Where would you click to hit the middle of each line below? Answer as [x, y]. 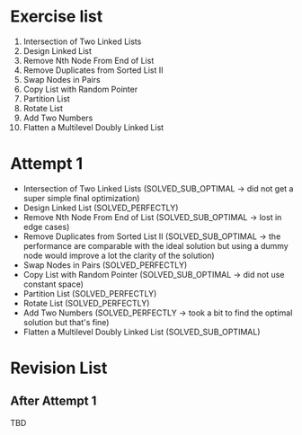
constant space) [53, 284]
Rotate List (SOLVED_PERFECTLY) [86, 303]
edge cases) [46, 226]
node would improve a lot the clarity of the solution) [119, 255]
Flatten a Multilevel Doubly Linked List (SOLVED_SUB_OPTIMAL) [142, 332]
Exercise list [57, 17]
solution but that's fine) [66, 322]
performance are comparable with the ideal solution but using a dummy [155, 245]
